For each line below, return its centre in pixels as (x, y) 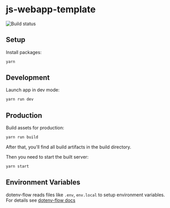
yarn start (17, 166)
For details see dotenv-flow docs (41, 200)
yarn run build (22, 137)
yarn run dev (20, 99)
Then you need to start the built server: (47, 157)
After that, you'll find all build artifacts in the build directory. (69, 147)
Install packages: (24, 52)
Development (28, 78)
